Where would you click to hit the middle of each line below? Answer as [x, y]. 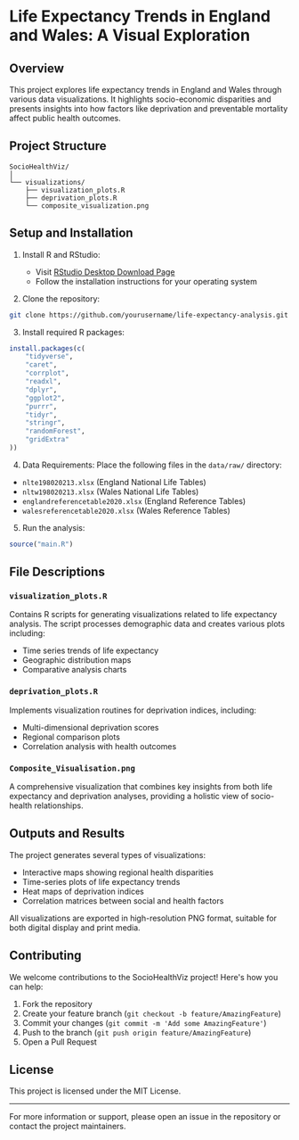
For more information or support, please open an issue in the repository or [145, 1117]
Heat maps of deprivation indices [83, 891]
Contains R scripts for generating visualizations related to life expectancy [143, 615]
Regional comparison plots [71, 737]
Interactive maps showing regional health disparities [117, 872]
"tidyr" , [41, 415]
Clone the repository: [61, 298]
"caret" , [41, 365]
